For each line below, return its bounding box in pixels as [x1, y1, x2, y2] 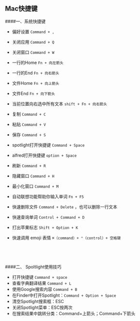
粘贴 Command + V [12, 121, 46, 127]
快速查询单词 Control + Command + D [12, 214, 85, 220]
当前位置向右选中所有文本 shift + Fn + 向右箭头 [12, 101, 108, 107]
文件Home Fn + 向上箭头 [12, 80, 60, 86]
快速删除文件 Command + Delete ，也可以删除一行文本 [12, 204, 118, 209]
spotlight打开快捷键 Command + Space [12, 142, 85, 148]
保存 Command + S [12, 131, 46, 137]
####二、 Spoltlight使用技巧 [5, 264, 62, 270]
